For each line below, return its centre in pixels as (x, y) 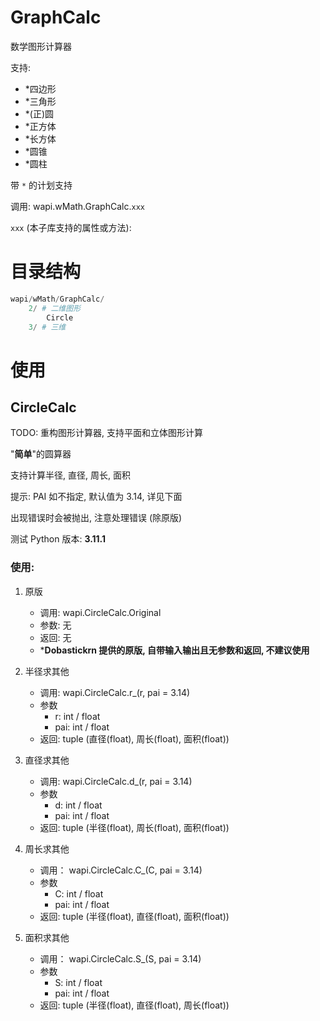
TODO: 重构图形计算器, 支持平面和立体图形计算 (107, 433)
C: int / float (79, 893)
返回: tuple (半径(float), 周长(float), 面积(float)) (134, 827)
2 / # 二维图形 (55, 308)
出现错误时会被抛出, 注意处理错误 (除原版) (96, 518)
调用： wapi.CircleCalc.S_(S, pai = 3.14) (120, 958)
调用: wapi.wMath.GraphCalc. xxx (77, 206)
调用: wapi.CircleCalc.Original (100, 612)
